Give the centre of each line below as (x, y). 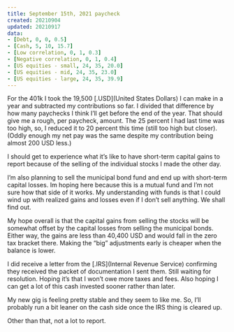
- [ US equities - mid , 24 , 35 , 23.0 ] (62, 72)
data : (15, 33)
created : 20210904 (34, 20)
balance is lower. (31, 251)
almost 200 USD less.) (39, 143)
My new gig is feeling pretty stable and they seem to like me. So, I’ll (104, 300)
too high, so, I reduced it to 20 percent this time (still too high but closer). (112, 128)
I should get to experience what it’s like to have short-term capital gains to (114, 157)
